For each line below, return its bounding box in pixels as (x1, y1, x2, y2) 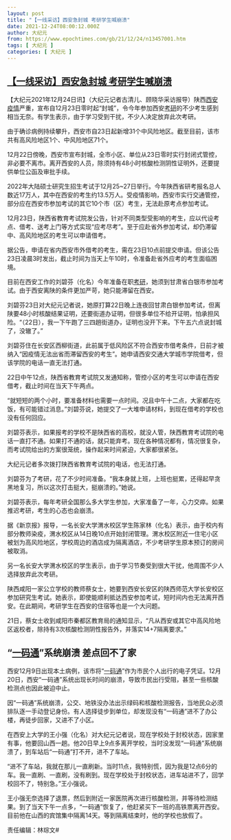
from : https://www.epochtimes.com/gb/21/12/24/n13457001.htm (7, 36, 186, 43)
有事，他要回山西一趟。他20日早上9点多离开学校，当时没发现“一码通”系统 (7, 739, 217, 747)
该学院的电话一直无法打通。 (7, 358, 86, 367)
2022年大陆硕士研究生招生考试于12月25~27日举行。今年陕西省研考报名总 (7, 182, 215, 190)
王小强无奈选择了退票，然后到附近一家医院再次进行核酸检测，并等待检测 (7, 794, 212, 802)
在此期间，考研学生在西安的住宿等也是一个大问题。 (19, 601, 164, 610)
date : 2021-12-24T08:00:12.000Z (7, 23, 100, 30)
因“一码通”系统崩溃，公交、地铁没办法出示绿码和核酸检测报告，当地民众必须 (7, 698, 223, 707)
